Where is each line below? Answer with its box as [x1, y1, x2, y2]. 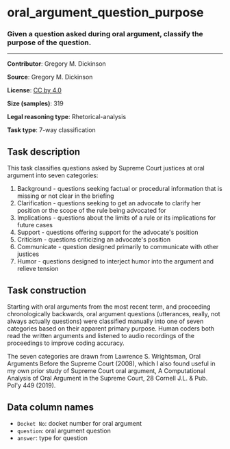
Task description [7, 146, 81, 157]
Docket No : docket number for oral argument [16, 419, 142, 427]
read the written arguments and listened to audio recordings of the [7, 332, 195, 340]
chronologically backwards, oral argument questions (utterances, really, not [7, 310, 220, 318]
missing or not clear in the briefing [16, 192, 114, 200]
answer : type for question [16, 433, 88, 442]
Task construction [7, 284, 87, 296]
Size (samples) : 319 [7, 99, 64, 107]
